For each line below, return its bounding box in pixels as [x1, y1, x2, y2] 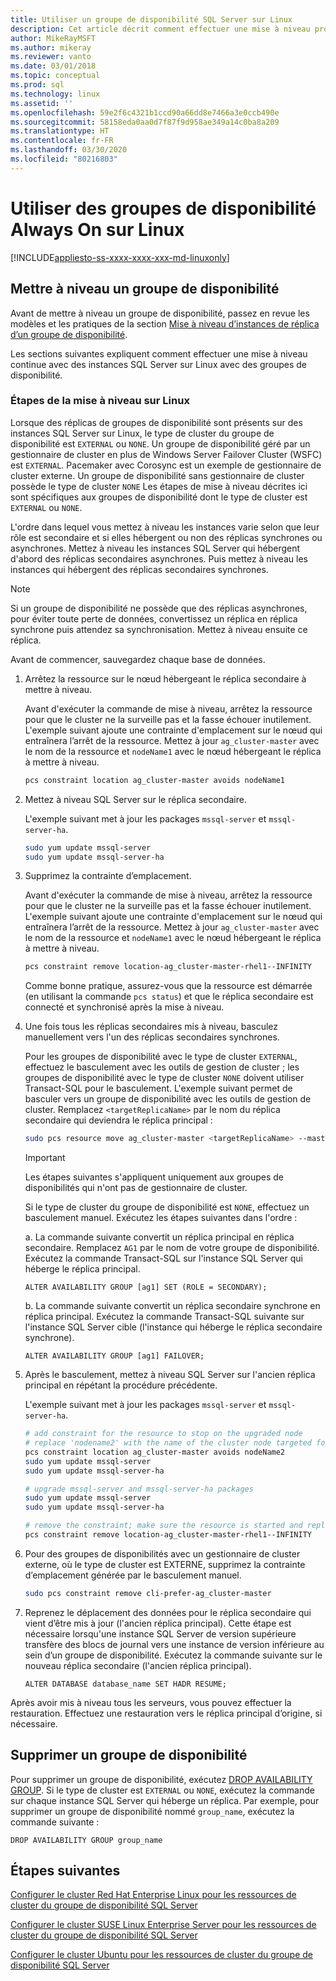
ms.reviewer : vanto [10, 52, 92, 62]
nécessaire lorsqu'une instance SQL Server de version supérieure [24, 1627, 297, 1640]
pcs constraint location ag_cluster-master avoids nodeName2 [24, 1447, 286, 1457]
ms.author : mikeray [10, 42, 92, 53]
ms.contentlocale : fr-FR [10, 136, 114, 146]
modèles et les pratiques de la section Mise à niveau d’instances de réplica [10, 317, 320, 330]
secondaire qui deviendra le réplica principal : [24, 1114, 213, 1126]
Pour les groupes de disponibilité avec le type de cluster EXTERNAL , [24, 1051, 298, 1063]
